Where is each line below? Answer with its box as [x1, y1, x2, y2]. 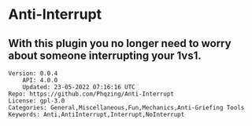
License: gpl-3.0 [8, 97, 65, 105]
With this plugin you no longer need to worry [8, 37, 232, 50]
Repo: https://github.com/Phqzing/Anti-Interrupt [8, 90, 175, 98]
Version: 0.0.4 [8, 70, 58, 77]
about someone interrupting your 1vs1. [8, 49, 202, 62]
